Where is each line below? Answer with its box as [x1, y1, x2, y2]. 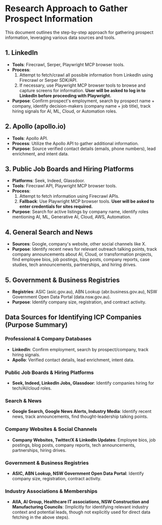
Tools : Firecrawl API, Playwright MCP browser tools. [12, 183, 117, 189]
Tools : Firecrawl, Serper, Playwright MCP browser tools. [12, 61, 125, 67]
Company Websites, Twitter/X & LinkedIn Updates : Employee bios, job [12, 437, 156, 443]
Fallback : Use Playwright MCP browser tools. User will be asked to [19, 198, 155, 205]
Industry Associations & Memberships [5, 487, 98, 494]
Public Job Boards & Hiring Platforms [5, 369, 94, 375]
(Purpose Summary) [5, 321, 68, 329]
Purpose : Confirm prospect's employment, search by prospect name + [12, 98, 155, 104]
